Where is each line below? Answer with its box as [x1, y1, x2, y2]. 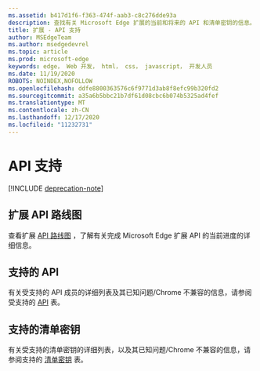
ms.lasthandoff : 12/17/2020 [8, 114, 100, 122]
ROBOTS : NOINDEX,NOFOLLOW [8, 77, 92, 85]
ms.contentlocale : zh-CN [8, 107, 89, 115]
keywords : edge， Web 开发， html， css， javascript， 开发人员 [8, 63, 213, 71]
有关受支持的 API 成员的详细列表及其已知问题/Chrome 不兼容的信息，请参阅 [8, 288, 252, 297]
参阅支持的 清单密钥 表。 [8, 355, 88, 365]
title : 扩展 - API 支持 [8, 26, 81, 34]
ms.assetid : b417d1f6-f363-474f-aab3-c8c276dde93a [8, 11, 177, 20]
